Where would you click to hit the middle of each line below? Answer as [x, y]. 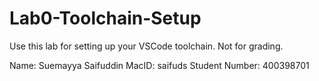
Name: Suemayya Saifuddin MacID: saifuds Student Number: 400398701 [159, 65]
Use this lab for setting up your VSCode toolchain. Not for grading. [146, 46]
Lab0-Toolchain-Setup [105, 18]
